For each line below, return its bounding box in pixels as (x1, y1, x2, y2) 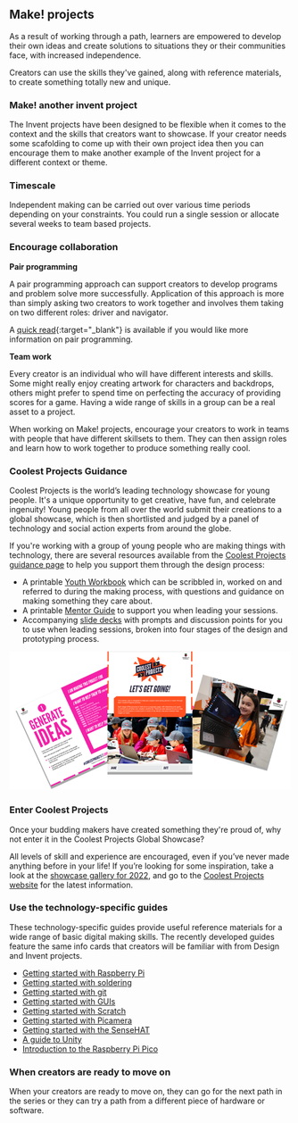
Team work (9, 351, 52, 362)
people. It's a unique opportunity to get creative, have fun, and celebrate (9, 495, 277, 505)
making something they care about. (21, 595, 153, 606)
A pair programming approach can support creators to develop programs (9, 279, 278, 289)
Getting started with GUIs (21, 995, 116, 1007)
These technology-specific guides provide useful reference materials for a (9, 921, 283, 932)
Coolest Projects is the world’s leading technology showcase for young (9, 486, 270, 495)
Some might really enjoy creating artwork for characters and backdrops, (9, 378, 275, 388)
